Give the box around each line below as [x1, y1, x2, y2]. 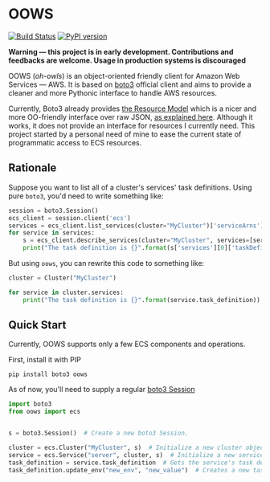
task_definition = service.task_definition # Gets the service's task [8, 459, 253, 467]
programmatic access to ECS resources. [8, 137, 142, 147]
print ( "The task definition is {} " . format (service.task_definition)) [22, 296, 261, 304]
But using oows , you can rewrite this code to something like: [8, 259, 205, 268]
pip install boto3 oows [8, 370, 88, 378]
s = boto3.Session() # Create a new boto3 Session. [8, 429, 189, 438]
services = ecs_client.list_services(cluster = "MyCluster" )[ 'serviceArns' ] [8, 222, 264, 230]
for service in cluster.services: [8, 288, 125, 296]
